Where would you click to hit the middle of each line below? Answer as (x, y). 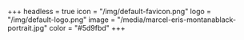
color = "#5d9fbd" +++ (87, 28)
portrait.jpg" (28, 28)
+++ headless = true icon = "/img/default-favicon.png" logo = (110, 11)
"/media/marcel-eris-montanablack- (177, 20)
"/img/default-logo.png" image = (62, 20)
